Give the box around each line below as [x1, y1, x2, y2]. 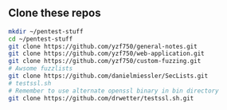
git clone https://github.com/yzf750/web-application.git [8, 49, 205, 58]
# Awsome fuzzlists [8, 65, 73, 73]
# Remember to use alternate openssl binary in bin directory [8, 87, 219, 95]
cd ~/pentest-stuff [8, 35, 73, 43]
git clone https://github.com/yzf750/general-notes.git [8, 42, 198, 50]
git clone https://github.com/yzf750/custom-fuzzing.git [8, 57, 202, 65]
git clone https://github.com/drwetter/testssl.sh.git [8, 94, 194, 102]
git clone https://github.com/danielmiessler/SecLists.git [8, 72, 209, 81]
